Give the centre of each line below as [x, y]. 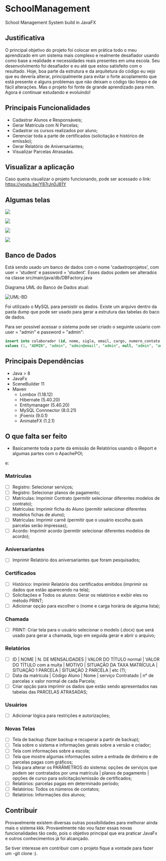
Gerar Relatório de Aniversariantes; [48, 146]
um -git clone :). [21, 853]
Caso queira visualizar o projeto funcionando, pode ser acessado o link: [78, 179]
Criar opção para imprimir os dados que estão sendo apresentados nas [85, 686]
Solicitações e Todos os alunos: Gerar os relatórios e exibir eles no [80, 595]
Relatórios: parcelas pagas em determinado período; [66, 783]
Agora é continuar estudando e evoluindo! [48, 92]
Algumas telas [28, 200]
